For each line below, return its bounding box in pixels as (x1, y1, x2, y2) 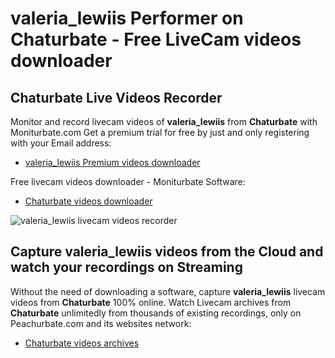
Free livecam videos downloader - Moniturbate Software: (10, 176, 246, 187)
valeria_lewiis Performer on (10, 7, 244, 30)
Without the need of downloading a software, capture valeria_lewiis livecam (10, 285, 326, 297)
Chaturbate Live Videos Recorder (10, 89, 223, 106)
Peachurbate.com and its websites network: (10, 317, 192, 329)
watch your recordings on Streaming (10, 259, 243, 276)
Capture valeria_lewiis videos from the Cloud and (10, 243, 324, 261)
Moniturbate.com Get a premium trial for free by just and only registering (10, 127, 310, 138)
